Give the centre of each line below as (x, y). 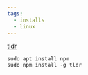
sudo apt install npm (38, 59)
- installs (29, 20)
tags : (15, 14)
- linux (25, 26)
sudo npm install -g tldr (44, 65)
